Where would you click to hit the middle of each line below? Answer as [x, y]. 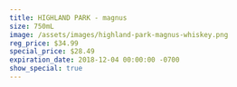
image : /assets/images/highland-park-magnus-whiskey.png [119, 34]
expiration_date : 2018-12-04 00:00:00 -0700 [95, 60]
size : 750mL [32, 26]
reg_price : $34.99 [44, 43]
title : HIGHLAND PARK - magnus [68, 18]
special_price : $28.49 [52, 52]
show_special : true [46, 69]
